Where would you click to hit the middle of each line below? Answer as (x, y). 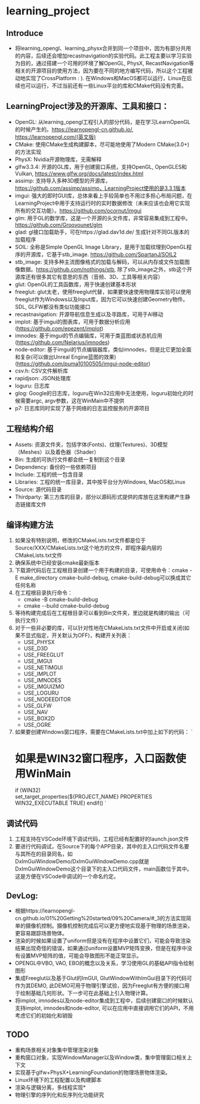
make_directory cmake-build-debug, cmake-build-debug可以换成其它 (106, 578)
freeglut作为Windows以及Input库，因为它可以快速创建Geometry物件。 (101, 299)
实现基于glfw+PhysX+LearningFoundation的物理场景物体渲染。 (93, 1072)
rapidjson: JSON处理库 (43, 378)
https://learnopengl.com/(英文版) (55, 137)
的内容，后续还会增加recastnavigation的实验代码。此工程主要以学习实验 (103, 56)
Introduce (25, 33)
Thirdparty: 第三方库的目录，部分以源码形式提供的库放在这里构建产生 (100, 497)
